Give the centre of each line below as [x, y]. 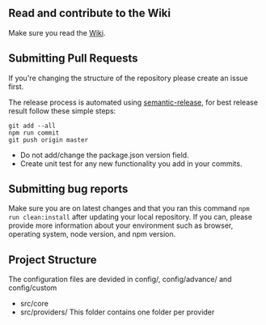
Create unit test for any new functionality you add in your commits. [131, 163]
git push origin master [49, 140]
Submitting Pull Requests [74, 59]
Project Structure [53, 260]
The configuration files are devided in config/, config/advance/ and [120, 280]
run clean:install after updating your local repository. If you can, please [131, 217]
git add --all [32, 126]
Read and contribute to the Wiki [90, 13]
